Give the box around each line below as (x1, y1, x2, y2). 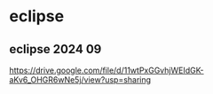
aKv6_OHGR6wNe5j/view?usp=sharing (9, 74, 152, 85)
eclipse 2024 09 (9, 42, 102, 57)
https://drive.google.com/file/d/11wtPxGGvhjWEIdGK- (9, 65, 204, 75)
